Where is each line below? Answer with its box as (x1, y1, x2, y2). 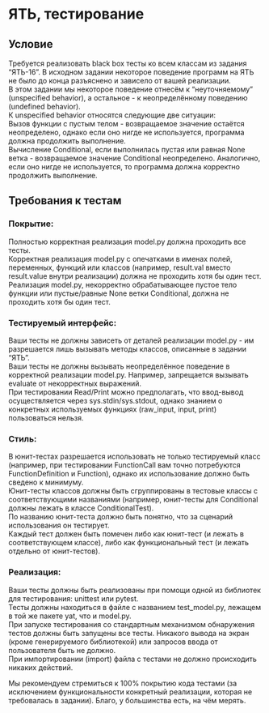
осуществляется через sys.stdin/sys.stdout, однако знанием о (8, 395, 223, 405)
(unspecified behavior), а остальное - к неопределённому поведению (8, 93, 248, 102)
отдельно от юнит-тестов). (8, 546, 101, 556)
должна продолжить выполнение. (8, 136, 127, 146)
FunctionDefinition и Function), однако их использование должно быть (8, 469, 250, 479)
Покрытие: (8, 218, 54, 229)
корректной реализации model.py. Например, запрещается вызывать (8, 369, 249, 379)
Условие (8, 37, 53, 51)
